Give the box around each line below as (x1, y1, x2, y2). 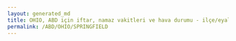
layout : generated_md (7, 10, 71, 17)
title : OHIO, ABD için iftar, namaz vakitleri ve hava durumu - (7, 17, 199, 24)
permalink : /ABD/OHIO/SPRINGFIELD (7, 23, 109, 30)
